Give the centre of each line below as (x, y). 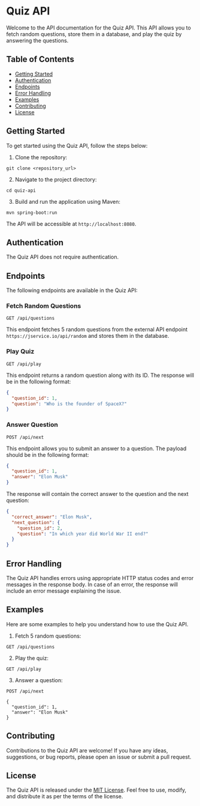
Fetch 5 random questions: (48, 636)
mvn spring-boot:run (32, 212)
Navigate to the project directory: (56, 179)
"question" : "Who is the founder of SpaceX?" (69, 404)
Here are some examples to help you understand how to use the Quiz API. (97, 624)
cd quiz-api (21, 191)
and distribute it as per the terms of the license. (65, 796)
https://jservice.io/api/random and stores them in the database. (88, 336)
